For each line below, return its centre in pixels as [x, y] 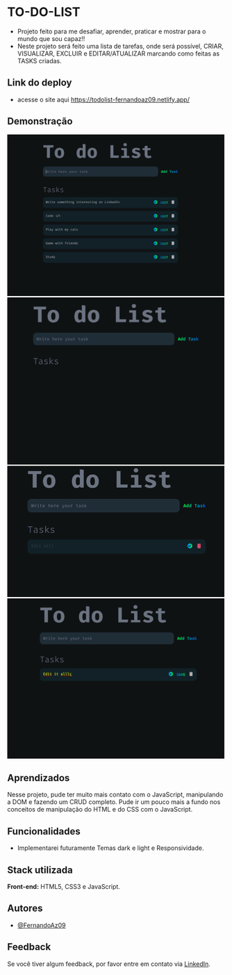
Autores [25, 909]
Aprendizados [39, 778]
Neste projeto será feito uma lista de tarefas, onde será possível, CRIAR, [120, 46]
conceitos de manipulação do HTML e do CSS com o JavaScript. [100, 810]
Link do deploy [40, 83]
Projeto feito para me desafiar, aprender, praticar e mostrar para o [111, 31]
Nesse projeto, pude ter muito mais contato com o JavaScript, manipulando [115, 795]
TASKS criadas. [39, 60]
